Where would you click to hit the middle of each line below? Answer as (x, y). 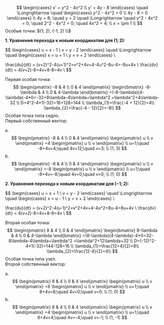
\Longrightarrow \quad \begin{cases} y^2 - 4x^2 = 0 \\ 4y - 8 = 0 (82, 13)
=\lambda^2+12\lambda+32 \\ (103, 241)
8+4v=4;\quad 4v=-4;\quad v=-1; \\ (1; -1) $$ (82, 317)
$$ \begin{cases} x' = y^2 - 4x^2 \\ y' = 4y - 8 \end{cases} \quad (82, 8)
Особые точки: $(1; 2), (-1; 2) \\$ (38, 31)
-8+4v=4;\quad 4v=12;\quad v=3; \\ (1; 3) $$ (82, 148)
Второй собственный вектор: (35, 264)
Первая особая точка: (28, 79)
